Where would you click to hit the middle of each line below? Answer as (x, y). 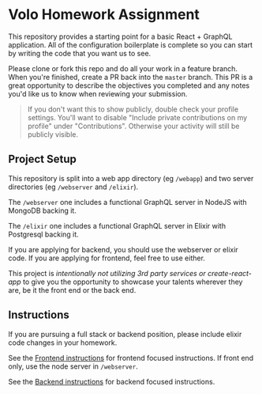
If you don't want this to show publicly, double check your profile (133, 109)
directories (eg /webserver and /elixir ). (73, 187)
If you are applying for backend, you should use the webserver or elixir (123, 249)
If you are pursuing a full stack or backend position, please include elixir (125, 334)
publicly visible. (53, 134)
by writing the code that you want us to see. (80, 53)
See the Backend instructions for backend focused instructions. (112, 381)
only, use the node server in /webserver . (73, 366)
